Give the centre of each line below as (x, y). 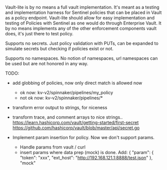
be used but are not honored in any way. (47, 64)
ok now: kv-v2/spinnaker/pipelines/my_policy (66, 92)
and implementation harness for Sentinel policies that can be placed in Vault (83, 12)
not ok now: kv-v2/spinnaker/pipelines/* (61, 98)
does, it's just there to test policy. (39, 34)
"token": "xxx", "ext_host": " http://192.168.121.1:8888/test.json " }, (86, 158)
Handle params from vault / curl (53, 147)
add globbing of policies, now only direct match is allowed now (77, 83)
